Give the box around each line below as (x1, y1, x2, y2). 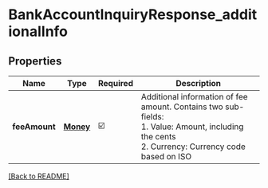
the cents (140, 131, 176, 142)
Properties (8, 54, 62, 68)
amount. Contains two (140, 101, 223, 112)
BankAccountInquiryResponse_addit (8, 6, 258, 24)
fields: (140, 112, 164, 122)
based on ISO (140, 151, 192, 162)
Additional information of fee (140, 92, 249, 102)
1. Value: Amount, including (140, 121, 244, 132)
